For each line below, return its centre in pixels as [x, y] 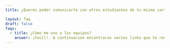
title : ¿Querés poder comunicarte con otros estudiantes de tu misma [80, 10]
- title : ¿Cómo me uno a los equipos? [51, 33]
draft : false [19, 24]
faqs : [11, 28]
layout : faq [18, 19]
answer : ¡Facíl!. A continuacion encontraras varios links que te [86, 38]
